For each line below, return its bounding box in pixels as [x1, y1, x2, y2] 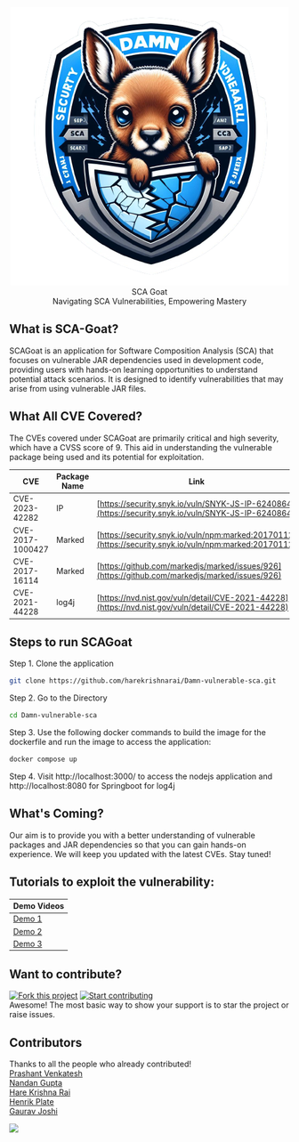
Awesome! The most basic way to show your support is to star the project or [9, 1000, 289, 1010]
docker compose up [9, 755, 77, 764]
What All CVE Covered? [9, 409, 142, 425]
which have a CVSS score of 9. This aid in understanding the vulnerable [9, 441, 273, 452]
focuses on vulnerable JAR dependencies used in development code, [9, 354, 264, 365]
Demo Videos [12, 901, 65, 911]
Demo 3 [12, 938, 43, 949]
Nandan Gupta [9, 1078, 63, 1089]
